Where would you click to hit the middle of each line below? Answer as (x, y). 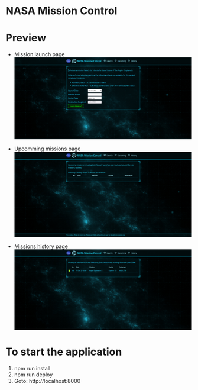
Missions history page (41, 246)
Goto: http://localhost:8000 (47, 381)
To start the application (64, 352)
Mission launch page (39, 54)
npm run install (32, 368)
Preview (26, 38)
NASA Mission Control (61, 11)
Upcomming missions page (47, 149)
